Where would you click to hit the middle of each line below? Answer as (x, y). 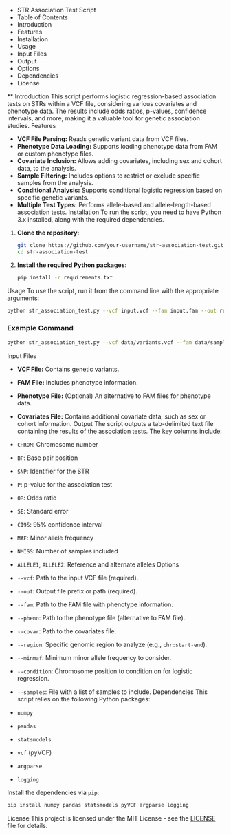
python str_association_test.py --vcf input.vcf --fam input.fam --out (112, 310)
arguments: (23, 298)
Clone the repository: (48, 233)
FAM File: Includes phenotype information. (78, 382)
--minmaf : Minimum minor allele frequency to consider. (94, 657)
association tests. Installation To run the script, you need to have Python (119, 212)
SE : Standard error (43, 511)
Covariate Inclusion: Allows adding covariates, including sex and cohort (119, 161)
